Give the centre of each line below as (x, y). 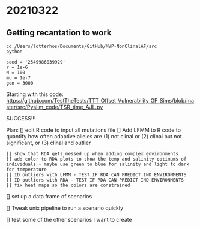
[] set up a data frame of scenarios (49, 196)
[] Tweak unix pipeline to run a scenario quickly (65, 208)
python (14, 52)
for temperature (26, 170)
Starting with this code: (35, 94)
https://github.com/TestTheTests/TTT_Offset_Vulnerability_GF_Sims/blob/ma (100, 100)
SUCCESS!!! (21, 118)
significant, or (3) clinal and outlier (49, 143)
